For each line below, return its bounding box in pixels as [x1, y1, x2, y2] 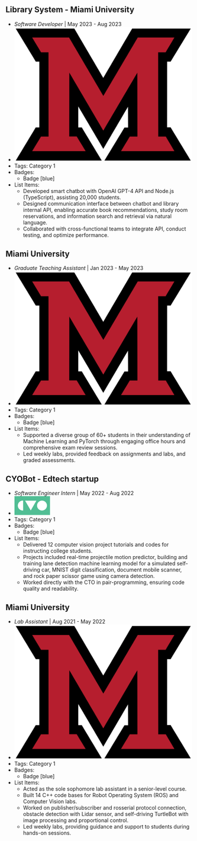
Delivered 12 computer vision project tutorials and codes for [22, 541, 169, 548]
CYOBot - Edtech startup [5, 474, 99, 484]
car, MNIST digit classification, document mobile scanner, [41, 566, 182, 573]
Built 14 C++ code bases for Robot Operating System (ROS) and [22, 791, 179, 798]
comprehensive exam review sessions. [22, 444, 118, 451]
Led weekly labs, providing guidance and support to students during [22, 823, 190, 830]
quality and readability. [22, 585, 79, 592]
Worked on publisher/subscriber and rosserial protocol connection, [22, 804, 187, 811]
